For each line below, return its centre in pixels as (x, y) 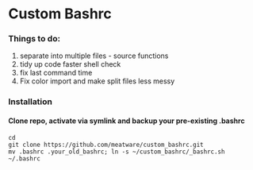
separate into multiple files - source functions (94, 56)
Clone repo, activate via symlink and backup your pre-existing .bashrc (126, 121)
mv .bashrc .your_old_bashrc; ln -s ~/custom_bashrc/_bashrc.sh (117, 152)
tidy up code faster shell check (70, 64)
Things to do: (34, 39)
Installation (31, 102)
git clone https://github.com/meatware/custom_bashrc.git (106, 145)
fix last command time (56, 73)
